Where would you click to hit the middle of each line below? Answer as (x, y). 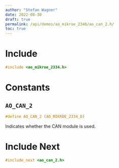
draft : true (18, 19)
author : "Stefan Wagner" (31, 10)
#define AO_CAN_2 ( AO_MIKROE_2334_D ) (45, 116)
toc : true (16, 29)
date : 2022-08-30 (24, 15)
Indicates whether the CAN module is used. (51, 126)
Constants (28, 88)
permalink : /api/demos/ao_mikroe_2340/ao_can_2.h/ (60, 24)
